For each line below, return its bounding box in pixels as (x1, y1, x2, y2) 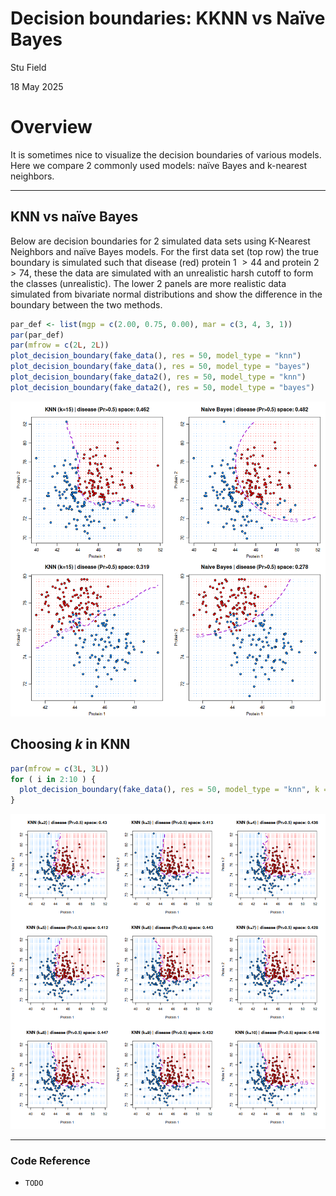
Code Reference (10, 1154, 91, 1168)
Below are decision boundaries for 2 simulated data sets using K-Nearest (10, 235, 311, 247)
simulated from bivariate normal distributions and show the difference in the (10, 288, 323, 300)
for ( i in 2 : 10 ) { (10, 774, 97, 784)
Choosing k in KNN (10, 736, 131, 753)
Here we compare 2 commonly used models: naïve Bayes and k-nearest (10, 159, 308, 171)
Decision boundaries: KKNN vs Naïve (10, 7, 326, 30)
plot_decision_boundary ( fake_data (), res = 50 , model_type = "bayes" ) (10, 362, 311, 372)
